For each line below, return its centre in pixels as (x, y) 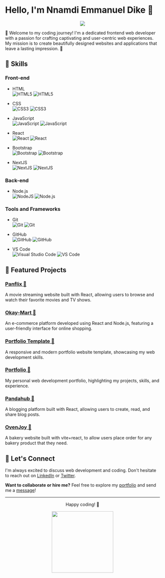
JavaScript (23, 118)
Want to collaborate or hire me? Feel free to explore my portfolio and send (81, 485)
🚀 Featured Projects (36, 270)
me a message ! (21, 491)
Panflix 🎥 (16, 284)
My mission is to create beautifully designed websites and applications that (81, 43)
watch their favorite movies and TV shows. (48, 300)
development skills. (25, 357)
